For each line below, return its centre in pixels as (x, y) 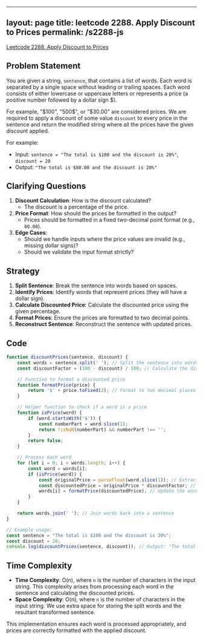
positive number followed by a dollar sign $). (62, 100)
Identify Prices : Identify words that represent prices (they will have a (101, 292)
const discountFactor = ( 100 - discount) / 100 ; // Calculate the (102, 368)
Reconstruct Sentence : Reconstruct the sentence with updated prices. (103, 324)
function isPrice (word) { (50, 413)
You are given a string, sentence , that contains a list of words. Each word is (99, 80)
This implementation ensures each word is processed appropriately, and (96, 624)
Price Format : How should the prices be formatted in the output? (96, 214)
